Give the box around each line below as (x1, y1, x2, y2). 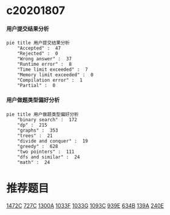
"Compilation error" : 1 (17, 77, 83, 83)
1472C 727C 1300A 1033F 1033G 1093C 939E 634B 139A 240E (6, 202, 164, 209)
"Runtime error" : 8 (17, 62, 72, 68)
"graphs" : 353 (17, 127, 59, 133)
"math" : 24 (17, 159, 50, 165)
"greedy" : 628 (17, 143, 59, 149)
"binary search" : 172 (17, 116, 78, 122)
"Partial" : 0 (17, 83, 56, 89)
